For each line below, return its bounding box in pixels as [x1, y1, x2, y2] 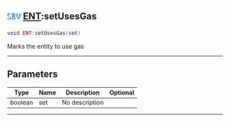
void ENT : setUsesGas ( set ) [7, 29, 81, 36]
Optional [109, 88, 135, 97]
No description [62, 99, 104, 107]
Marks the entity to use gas [7, 42, 84, 50]
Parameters [7, 69, 58, 80]
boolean [10, 99, 34, 107]
